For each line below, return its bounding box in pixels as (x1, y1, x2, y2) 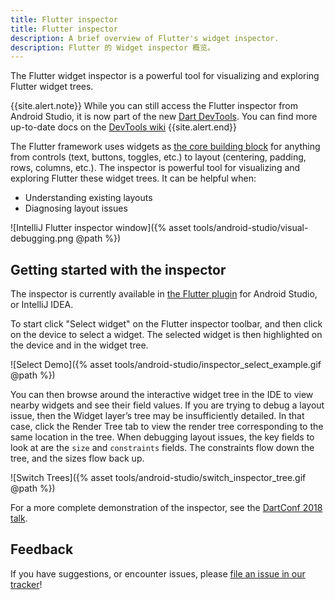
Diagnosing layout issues (24, 202, 128, 215)
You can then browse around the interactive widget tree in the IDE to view (10, 389, 314, 401)
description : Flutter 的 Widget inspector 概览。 (10, 42, 215, 53)
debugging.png (10, 232, 74, 245)
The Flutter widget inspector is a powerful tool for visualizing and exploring (10, 70, 320, 82)
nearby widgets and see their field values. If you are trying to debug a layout (10, 399, 325, 411)
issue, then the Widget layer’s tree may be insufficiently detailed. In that (10, 410, 305, 422)
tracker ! (10, 578, 43, 590)
